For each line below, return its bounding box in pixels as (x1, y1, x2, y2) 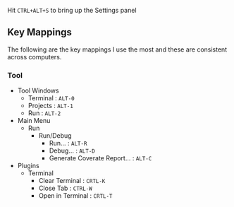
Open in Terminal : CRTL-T (38, 191, 113, 200)
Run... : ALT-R (49, 139, 87, 148)
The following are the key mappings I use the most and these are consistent (7, 45, 228, 54)
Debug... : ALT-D (49, 146, 95, 155)
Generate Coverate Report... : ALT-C (49, 154, 152, 162)
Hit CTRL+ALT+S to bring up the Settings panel (7, 6, 137, 14)
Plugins (17, 162, 40, 170)
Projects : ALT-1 (27, 102, 74, 110)
